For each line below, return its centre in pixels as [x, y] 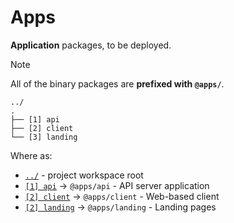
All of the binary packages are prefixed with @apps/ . [117, 83]
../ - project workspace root [84, 175]
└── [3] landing [44, 137]
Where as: [31, 155]
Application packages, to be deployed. [91, 45]
